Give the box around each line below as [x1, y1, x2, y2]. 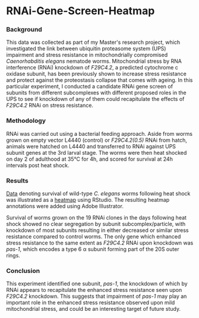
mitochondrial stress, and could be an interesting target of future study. [6, 306, 181, 313]
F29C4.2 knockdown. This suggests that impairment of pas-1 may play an [6, 292, 187, 300]
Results [6, 176, 29, 185]
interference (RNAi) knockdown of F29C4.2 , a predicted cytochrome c [6, 64, 178, 71]
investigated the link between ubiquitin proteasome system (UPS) [6, 45, 166, 52]
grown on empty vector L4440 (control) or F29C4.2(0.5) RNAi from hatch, [6, 136, 187, 144]
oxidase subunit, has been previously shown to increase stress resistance [6, 70, 187, 78]
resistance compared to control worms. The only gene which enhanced [6, 233, 181, 240]
